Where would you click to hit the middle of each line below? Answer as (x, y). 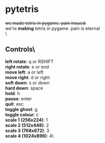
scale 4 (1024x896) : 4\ (30, 135)
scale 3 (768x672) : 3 (27, 130)
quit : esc (14, 104)
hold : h (13, 93)
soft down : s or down (28, 82)
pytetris (22, 9)
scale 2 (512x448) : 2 (27, 125)
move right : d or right (28, 77)
